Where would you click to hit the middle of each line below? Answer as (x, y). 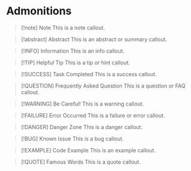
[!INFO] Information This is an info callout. (73, 51)
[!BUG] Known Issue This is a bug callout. (72, 139)
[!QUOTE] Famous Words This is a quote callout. (81, 162)
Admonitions (39, 11)
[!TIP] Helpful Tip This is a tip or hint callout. (75, 62)
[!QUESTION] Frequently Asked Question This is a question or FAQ (103, 86)
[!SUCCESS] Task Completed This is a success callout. (89, 74)
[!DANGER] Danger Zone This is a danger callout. (82, 127)
